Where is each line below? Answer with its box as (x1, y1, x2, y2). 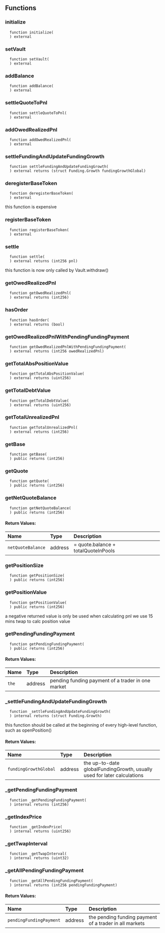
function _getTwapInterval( (9, 851, 67, 856)
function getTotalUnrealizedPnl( (9, 425, 78, 430)
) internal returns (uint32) (9, 856, 69, 861)
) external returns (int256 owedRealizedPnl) (9, 349, 105, 354)
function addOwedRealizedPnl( (9, 137, 71, 142)
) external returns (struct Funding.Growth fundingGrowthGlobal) (9, 168, 146, 174)
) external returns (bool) (9, 322, 65, 327)
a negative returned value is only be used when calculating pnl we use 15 (5, 613, 153, 619)
